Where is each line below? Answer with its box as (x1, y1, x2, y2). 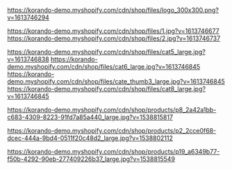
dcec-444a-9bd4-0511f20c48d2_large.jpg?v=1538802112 (7, 134, 174, 142)
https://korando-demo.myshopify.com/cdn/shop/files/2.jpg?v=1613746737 (7, 34, 221, 42)
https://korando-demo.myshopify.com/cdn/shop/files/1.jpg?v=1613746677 (7, 27, 220, 35)
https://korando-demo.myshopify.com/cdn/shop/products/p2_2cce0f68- (7, 127, 217, 134)
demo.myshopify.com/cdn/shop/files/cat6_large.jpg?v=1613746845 (7, 63, 201, 70)
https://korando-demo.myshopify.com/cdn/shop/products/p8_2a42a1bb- (7, 106, 217, 114)
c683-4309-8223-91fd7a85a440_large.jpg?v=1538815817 (7, 113, 174, 121)
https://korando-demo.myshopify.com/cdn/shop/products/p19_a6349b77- (7, 148, 220, 155)
